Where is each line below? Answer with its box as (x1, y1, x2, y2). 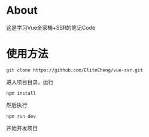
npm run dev (6, 113, 36, 119)
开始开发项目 (6, 124, 38, 132)
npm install (6, 90, 36, 96)
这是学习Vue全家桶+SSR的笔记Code (6, 24, 96, 31)
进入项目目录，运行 (6, 78, 54, 85)
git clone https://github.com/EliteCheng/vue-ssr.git (6, 67, 144, 73)
